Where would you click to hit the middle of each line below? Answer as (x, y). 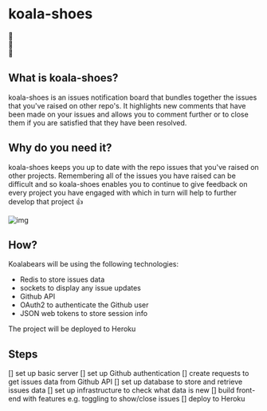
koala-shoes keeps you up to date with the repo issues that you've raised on (133, 167)
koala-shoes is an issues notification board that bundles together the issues (133, 97)
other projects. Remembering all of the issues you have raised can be (122, 176)
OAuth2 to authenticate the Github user (84, 305)
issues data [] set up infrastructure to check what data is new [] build (122, 390)
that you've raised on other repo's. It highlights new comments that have (127, 105)
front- (246, 390)
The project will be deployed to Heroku (72, 329)
